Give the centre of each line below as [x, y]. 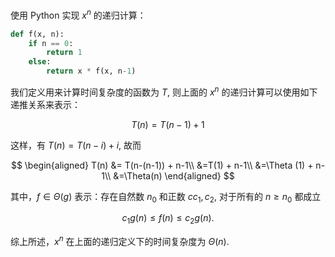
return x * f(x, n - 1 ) [91, 71]
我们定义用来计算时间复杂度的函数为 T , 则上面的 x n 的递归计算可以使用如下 [164, 91]
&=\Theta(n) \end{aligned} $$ [174, 175]
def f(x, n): [37, 34]
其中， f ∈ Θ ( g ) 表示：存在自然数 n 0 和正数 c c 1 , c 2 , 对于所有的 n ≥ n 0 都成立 [166, 197]
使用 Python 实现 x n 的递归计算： [78, 14]
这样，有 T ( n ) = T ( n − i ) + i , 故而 [76, 145]
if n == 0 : [51, 43]
